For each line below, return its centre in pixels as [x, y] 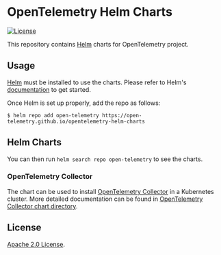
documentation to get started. [49, 89]
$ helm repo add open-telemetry [53, 115]
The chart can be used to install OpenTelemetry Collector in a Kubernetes [110, 191]
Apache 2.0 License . [36, 244]
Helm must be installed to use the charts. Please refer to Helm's [97, 82]
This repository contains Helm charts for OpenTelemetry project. [98, 44]
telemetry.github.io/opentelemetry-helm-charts [76, 121]
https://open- [122, 115]
